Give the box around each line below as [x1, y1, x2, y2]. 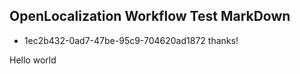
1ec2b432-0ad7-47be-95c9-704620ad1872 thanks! [23, 34, 239, 46]
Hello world [9, 54, 57, 66]
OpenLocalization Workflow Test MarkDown [9, 8, 291, 25]
